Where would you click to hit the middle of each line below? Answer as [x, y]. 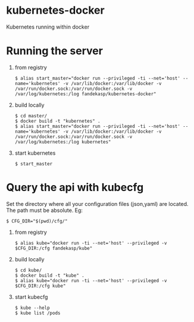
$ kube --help [32, 308]
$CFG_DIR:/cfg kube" [40, 286]
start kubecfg [31, 297]
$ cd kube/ [28, 270]
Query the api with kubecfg [75, 187]
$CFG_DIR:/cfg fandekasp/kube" [54, 248]
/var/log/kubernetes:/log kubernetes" [63, 142]
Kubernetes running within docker [48, 27]
